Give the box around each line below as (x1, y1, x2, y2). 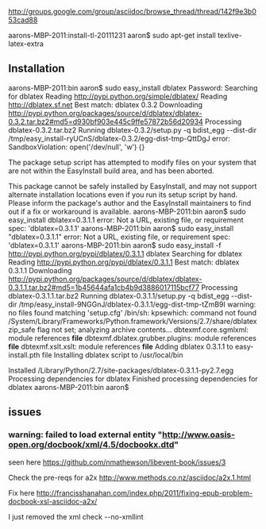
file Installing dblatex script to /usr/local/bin (41, 349, 184, 360)
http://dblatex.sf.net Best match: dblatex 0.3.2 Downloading (8, 99, 203, 110)
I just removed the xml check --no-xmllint (8, 512, 144, 521)
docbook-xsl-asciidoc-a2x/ (8, 496, 98, 506)
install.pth (8, 349, 40, 360)
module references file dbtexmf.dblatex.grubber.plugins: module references (8, 333, 256, 342)
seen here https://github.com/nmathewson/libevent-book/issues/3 (8, 457, 226, 467)
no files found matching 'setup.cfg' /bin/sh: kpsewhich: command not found (8, 307, 256, 317)
